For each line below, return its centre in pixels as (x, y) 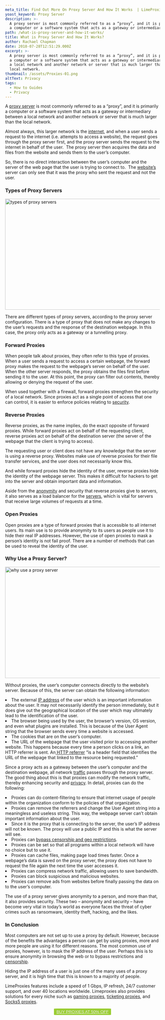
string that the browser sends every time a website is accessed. (70, 731)
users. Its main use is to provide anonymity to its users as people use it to (79, 530)
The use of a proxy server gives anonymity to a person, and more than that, (82, 896)
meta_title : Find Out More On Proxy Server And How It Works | (72, 10)
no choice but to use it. (28, 850)
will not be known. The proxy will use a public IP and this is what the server (81, 829)
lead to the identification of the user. (42, 715)
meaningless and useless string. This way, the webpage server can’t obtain (81, 813)
